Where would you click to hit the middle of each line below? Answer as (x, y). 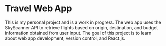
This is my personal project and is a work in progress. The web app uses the (83, 22)
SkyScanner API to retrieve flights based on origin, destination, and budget (82, 27)
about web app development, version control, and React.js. (65, 38)
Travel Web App (39, 9)
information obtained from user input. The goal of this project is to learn (78, 33)
